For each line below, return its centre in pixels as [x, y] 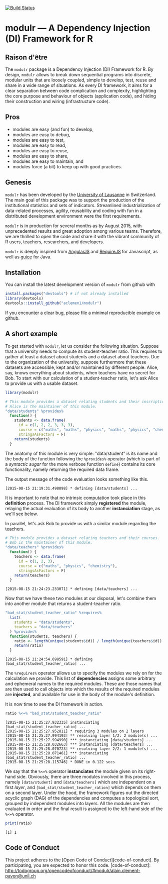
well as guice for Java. [28, 257]
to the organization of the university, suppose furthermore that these [76, 362]
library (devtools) [24, 299]
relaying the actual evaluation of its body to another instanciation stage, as [83, 508]
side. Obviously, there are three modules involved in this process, [84, 777]
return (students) [32, 439]
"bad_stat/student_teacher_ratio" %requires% [53, 613]
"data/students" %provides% [34, 411]
